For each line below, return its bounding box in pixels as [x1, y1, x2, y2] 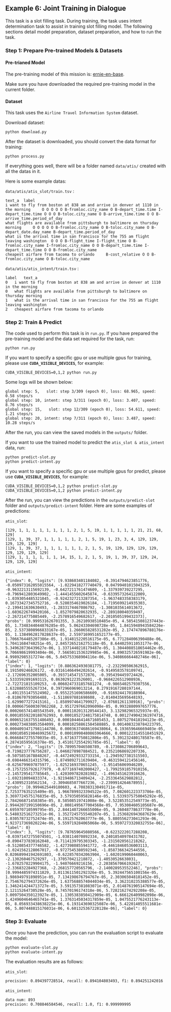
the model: [5, 935, 28, 941]
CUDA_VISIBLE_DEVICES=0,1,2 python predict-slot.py [5, 483, 117, 489]
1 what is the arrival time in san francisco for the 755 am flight [5, 298, 159, 303]
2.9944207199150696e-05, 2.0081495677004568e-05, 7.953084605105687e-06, [5, 803, 166, 808]
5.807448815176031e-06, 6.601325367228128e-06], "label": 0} [14, 906, 147, 911]
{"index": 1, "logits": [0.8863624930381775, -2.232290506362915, [5, 664, 150, 669]
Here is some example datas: [5, 178, 66, 184]
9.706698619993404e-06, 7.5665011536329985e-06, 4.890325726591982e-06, [5, 650, 163, 655]
